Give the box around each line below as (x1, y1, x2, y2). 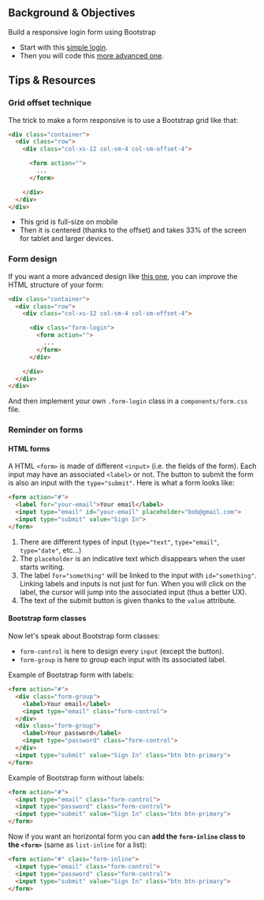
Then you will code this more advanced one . (19, 50, 164, 60)
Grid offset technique (8, 98, 92, 109)
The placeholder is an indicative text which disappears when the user (19, 553, 246, 563)
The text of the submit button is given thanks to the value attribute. (19, 595, 236, 605)
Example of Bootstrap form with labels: (8, 670, 135, 679)
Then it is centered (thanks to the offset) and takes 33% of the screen (19, 225, 247, 235)
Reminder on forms (8, 425, 84, 436)
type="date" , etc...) (19, 545, 82, 555)
